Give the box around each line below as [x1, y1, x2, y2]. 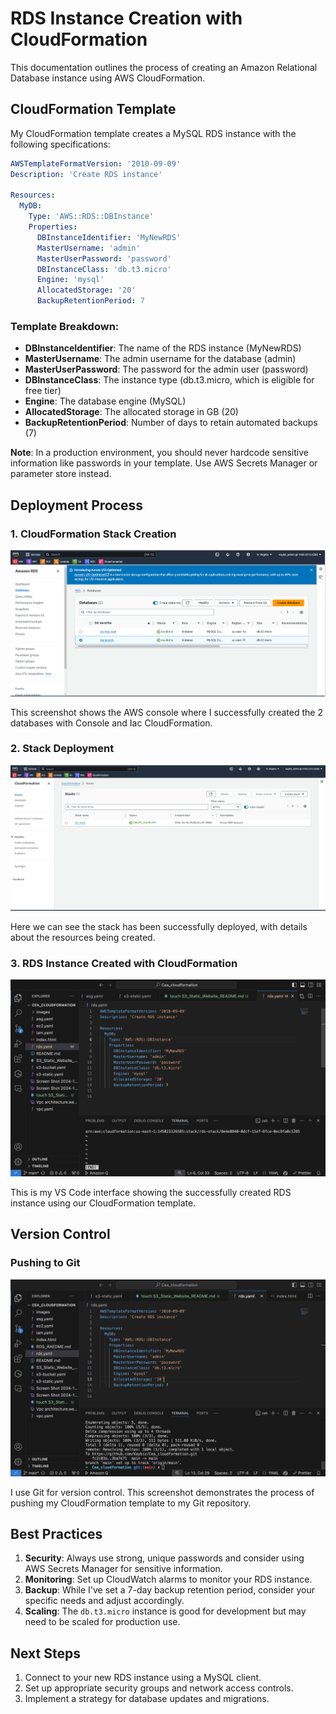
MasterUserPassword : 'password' [36, 253, 172, 264]
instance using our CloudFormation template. [10, 1197, 197, 1209]
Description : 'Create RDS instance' [10, 169, 163, 179]
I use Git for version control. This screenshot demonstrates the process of [10, 1486, 315, 1498]
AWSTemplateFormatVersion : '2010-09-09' [10, 158, 182, 169]
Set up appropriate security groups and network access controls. [24, 1682, 294, 1694]
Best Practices [10, 1525, 103, 1542]
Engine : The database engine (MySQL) [24, 395, 187, 407]
